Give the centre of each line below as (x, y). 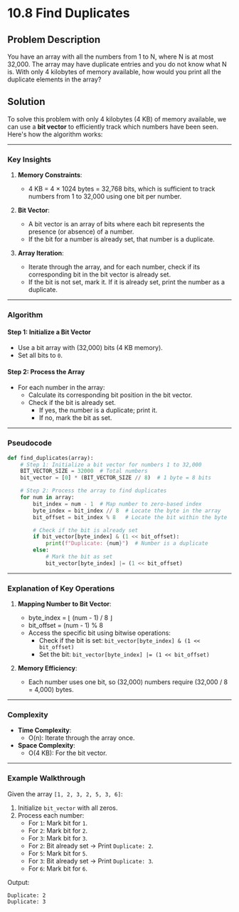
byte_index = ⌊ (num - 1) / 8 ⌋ (70, 618)
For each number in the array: (61, 388)
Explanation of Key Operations (61, 588)
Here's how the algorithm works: (55, 134)
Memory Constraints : (50, 175)
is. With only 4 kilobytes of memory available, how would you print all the (115, 72)
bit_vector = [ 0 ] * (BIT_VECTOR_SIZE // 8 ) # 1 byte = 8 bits (116, 478)
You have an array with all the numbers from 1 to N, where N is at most (111, 56)
